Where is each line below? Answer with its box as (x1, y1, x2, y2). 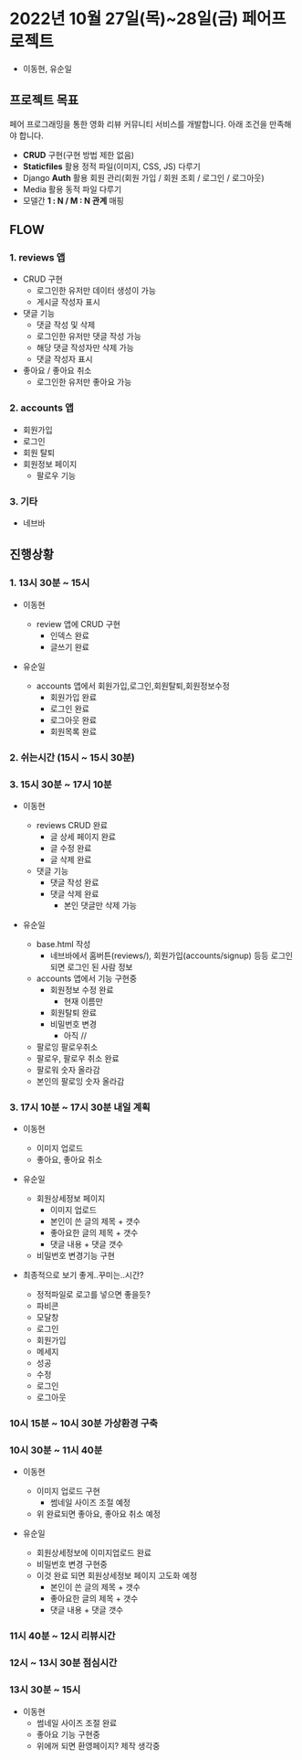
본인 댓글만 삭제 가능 (63, 900, 137, 911)
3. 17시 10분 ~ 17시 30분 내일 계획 (9, 1101, 151, 1114)
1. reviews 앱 (9, 251, 66, 264)
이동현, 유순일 (22, 63, 73, 74)
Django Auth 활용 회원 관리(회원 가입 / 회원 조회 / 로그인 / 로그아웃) (22, 172, 265, 183)
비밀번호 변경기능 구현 (36, 1250, 116, 1262)
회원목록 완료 (49, 726, 98, 737)
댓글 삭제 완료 (49, 888, 99, 899)
